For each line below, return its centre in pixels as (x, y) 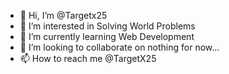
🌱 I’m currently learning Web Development (107, 36)
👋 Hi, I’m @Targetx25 (63, 15)
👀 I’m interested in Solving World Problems (107, 26)
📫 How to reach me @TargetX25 (88, 58)
